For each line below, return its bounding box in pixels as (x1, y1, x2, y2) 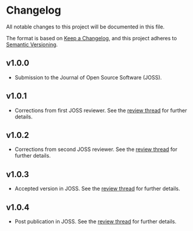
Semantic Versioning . (6, 41, 58, 48)
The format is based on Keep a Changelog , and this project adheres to (6, 34, 177, 41)
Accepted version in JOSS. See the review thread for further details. (14, 185, 181, 192)
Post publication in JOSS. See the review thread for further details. (14, 218, 177, 225)
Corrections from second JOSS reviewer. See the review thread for (14, 146, 178, 153)
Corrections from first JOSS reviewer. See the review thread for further (14, 107, 187, 114)
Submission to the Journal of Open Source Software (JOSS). (14, 73, 162, 81)
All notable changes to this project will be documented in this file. (6, 23, 165, 30)
